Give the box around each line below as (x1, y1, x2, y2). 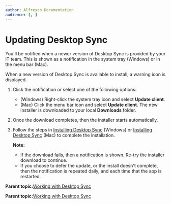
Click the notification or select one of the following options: (12, 87, 137, 93)
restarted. (20, 174, 41, 180)
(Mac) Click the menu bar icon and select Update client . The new (20, 102, 158, 108)
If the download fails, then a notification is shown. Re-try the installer (20, 152, 165, 158)
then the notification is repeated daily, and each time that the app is (20, 168, 162, 174)
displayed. (5, 77, 27, 83)
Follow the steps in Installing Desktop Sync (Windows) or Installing (12, 127, 153, 133)
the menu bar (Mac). (5, 61, 48, 67)
